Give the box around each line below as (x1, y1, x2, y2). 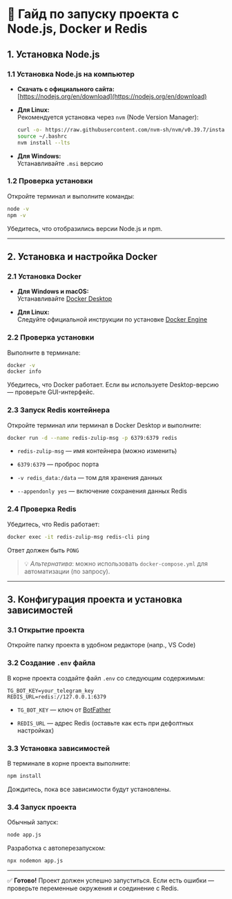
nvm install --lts (17, 139, 70, 146)
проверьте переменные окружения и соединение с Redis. (7, 884, 180, 892)
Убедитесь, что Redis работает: (7, 520, 100, 528)
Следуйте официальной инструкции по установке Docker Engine (17, 315, 208, 324)
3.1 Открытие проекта (7, 625, 85, 635)
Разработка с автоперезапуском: (7, 844, 106, 852)
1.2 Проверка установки (7, 176, 93, 186)
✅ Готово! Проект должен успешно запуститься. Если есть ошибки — (7, 876, 215, 884)
